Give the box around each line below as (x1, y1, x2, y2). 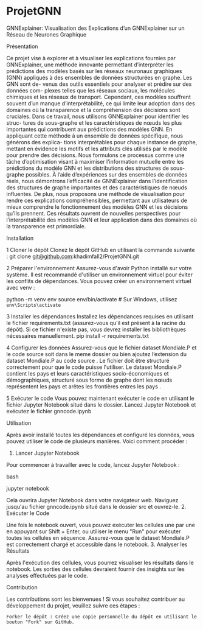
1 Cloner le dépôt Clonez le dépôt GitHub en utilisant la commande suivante (6, 246, 196, 253)
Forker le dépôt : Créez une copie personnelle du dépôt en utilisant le (6, 614, 198, 620)
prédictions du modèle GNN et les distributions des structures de (6, 164, 169, 172)
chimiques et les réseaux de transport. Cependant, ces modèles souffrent (6, 93, 191, 100)
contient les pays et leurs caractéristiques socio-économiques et (6, 369, 169, 377)
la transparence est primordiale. (6, 222, 86, 229)
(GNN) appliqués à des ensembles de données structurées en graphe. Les (6, 74, 193, 81)
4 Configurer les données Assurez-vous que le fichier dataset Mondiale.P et (6, 344, 197, 351)
